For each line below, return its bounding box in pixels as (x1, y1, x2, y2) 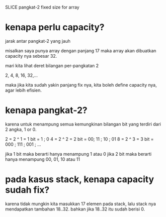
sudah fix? (5, 184, 50, 196)
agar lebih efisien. (5, 87, 42, 93)
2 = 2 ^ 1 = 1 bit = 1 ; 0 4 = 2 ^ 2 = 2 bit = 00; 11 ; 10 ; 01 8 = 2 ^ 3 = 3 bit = (5, 136, 154, 142)
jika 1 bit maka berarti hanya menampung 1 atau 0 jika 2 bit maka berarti (5, 151, 152, 157)
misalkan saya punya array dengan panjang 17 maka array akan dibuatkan (5, 47, 157, 54)
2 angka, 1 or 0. (5, 126, 37, 132)
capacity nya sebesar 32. (5, 53, 57, 59)
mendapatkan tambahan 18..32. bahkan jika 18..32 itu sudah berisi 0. (5, 206, 145, 212)
